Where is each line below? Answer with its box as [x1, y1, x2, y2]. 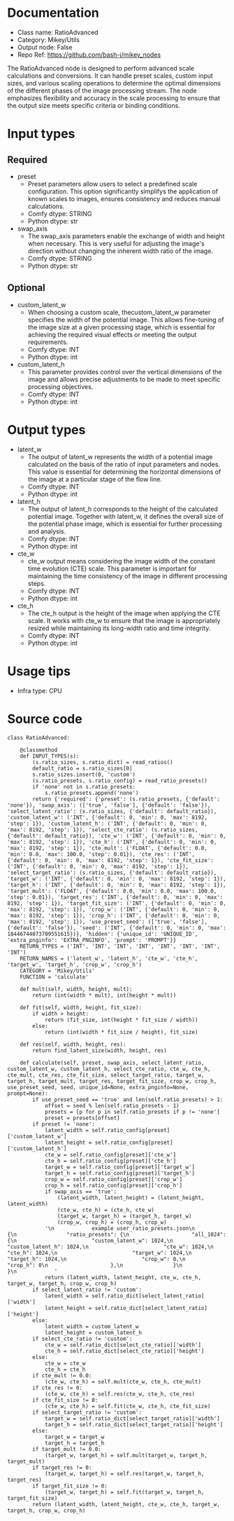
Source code [7, 711, 82, 727]
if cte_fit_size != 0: [32, 1396, 98, 1403]
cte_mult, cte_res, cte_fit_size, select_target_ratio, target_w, [7, 1071, 205, 1079]
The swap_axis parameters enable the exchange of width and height [27, 231, 225, 240]
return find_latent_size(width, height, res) [32, 1046, 168, 1054]
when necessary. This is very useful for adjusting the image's [27, 239, 205, 247]
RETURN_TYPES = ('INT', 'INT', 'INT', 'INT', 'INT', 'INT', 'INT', [20, 943, 220, 950]
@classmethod [20, 746, 58, 753]
